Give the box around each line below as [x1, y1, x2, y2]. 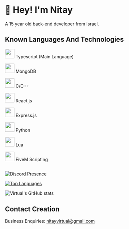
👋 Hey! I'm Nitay [5, 4, 73, 16]
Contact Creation [5, 205, 60, 213]
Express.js [15, 112, 37, 118]
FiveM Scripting [15, 156, 48, 162]
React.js [15, 97, 32, 104]
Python [15, 127, 31, 133]
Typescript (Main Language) [15, 53, 74, 59]
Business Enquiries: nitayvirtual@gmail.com [5, 218, 95, 224]
